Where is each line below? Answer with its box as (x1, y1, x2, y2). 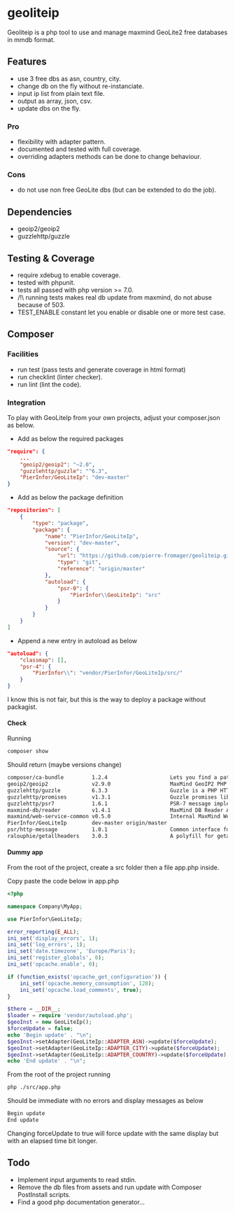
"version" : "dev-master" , (44, 539, 120, 547)
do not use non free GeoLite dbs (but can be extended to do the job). (17, 185, 217, 194)
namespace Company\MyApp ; (7, 903, 83, 910)
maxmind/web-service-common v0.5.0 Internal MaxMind (7, 813, 220, 820)
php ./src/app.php (7, 1084, 61, 1091)
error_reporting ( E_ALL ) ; (7, 928, 80, 935)
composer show (7, 748, 49, 755)
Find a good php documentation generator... (17, 1198, 145, 1206)
